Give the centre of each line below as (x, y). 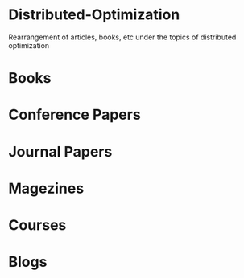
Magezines (46, 188)
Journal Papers (60, 151)
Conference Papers (74, 115)
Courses (37, 225)
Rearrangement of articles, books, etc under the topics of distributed (122, 37)
